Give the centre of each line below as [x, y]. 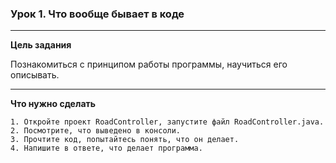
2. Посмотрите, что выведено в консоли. [96, 131]
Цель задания [41, 45]
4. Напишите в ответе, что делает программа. [106, 148]
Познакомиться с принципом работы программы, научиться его [149, 64]
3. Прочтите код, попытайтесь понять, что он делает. [125, 140]
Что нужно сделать [53, 104]
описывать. [35, 75]
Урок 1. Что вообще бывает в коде [97, 14]
